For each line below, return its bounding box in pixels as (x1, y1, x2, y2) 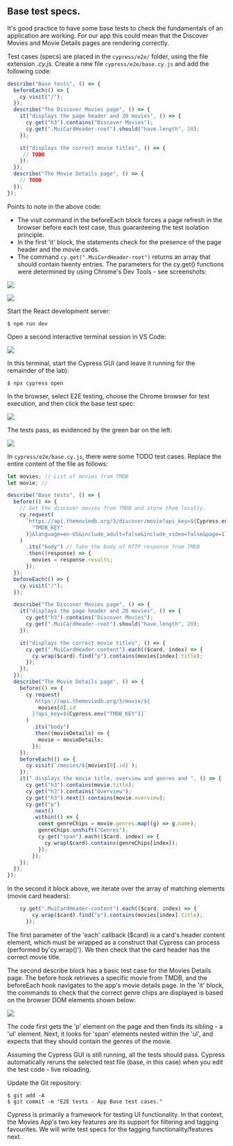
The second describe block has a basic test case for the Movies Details (7, 966, 212, 975)
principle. (17, 230, 44, 239)
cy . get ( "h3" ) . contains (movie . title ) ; (25, 782, 135, 789)
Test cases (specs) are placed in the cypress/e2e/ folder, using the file (7, 52, 209, 60)
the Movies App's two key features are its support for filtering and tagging (7, 1118, 218, 1126)
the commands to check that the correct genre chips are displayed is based (7, 988, 223, 997)
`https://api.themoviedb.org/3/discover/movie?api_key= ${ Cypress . (25, 517, 222, 525)
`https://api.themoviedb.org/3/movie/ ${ (32, 698, 150, 705)
